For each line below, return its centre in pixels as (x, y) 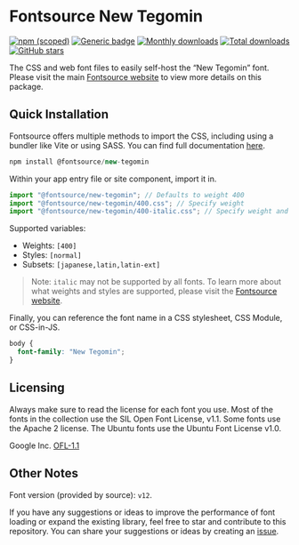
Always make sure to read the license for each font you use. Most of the (141, 409)
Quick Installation (59, 114)
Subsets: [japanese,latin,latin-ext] (91, 265)
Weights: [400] (49, 245)
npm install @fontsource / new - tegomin (79, 162)
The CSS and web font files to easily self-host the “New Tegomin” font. (139, 68)
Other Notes (44, 473)
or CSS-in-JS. (35, 327)
